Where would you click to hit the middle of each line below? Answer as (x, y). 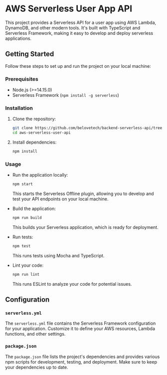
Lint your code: (28, 265)
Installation (19, 108)
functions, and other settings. (35, 334)
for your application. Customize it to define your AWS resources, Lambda (80, 329)
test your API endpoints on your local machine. (60, 199)
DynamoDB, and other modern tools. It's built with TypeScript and (73, 27)
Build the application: (34, 209)
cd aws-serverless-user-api (41, 133)
